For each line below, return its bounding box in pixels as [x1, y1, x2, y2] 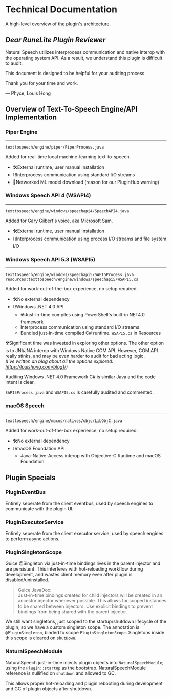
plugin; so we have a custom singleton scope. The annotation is [5, 623, 140, 630]
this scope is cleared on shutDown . [5, 635, 77, 641]
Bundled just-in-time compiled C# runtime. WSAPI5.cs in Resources [20, 330, 161, 336]
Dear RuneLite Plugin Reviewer [5, 35, 106, 44]
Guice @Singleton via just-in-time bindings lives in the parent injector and [5, 560, 161, 566]
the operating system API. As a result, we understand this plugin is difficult [5, 54, 163, 61]
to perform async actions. [5, 536, 60, 542]
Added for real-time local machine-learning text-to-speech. [5, 154, 131, 160]
